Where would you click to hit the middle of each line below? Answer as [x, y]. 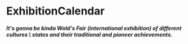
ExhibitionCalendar [55, 11]
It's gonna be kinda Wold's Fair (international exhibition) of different [94, 28]
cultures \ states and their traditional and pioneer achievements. [89, 34]
